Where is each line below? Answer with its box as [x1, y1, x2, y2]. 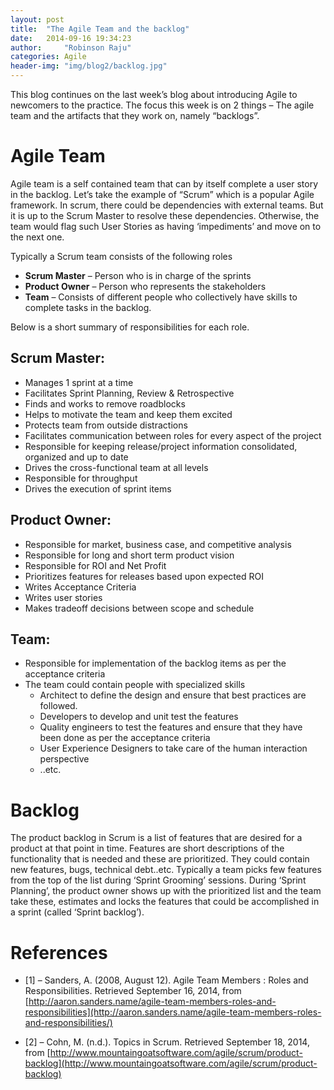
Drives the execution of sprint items [24, 482, 172, 495]
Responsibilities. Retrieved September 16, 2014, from [24, 985, 242, 997]
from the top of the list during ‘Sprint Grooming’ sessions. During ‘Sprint [10, 874, 307, 886]
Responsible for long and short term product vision [24, 549, 235, 561]
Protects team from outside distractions [24, 419, 188, 431]
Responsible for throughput [24, 472, 138, 484]
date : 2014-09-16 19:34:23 [10, 33, 132, 43]
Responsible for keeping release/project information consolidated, [24, 440, 298, 452]
